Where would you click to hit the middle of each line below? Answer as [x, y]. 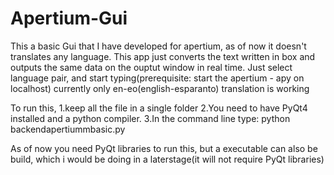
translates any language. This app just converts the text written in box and [163, 56]
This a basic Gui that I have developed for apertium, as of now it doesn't [158, 46]
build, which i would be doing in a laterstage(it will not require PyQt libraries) [167, 159]
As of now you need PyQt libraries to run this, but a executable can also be [164, 148]
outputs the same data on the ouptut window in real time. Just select [151, 67]
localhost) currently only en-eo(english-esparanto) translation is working [160, 88]
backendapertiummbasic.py [68, 129]
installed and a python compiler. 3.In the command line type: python [150, 118]
